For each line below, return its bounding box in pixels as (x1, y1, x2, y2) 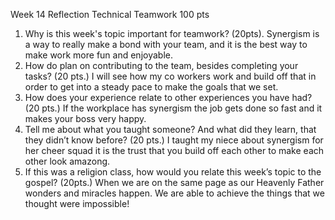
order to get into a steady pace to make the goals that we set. (24, 81, 279, 93)
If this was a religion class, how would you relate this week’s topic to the (24, 166, 322, 178)
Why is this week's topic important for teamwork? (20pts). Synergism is (24, 28, 320, 39)
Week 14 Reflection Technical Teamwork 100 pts (10, 9, 210, 20)
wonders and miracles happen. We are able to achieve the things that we (24, 187, 325, 199)
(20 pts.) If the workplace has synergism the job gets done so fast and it (24, 102, 323, 114)
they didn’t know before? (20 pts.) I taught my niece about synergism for (24, 134, 324, 146)
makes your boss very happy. (24, 113, 147, 124)
